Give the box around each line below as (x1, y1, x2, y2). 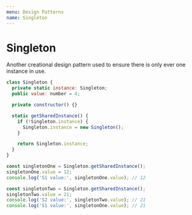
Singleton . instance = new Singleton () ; (22, 124, 124, 130)
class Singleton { (6, 79, 53, 86)
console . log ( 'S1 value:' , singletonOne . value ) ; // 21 (6, 203, 146, 209)
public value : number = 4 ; (12, 91, 80, 97)
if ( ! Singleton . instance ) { (17, 118, 88, 125)
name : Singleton (6, 15, 48, 21)
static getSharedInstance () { (12, 112, 88, 119)
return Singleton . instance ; (17, 141, 88, 147)
